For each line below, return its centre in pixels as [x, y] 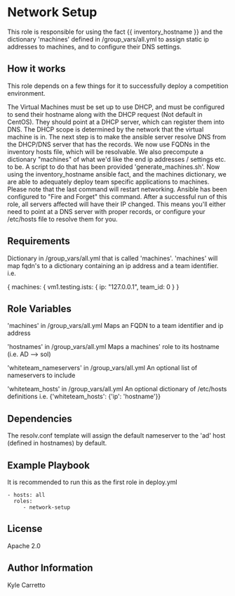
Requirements [39, 241]
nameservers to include [41, 375]
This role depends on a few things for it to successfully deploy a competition [118, 86]
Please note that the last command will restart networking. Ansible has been [117, 189]
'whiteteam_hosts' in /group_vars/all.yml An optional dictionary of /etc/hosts [117, 389]
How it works [36, 69]
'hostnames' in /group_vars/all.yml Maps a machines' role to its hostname [113, 347]
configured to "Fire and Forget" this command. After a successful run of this [117, 196]
